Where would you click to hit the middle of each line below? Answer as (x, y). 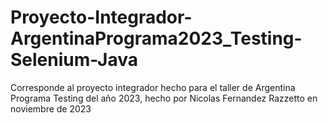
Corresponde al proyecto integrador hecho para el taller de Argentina (153, 87)
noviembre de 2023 (51, 108)
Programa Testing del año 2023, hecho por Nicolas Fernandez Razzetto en (164, 98)
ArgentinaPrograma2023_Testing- (156, 38)
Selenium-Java (74, 60)
